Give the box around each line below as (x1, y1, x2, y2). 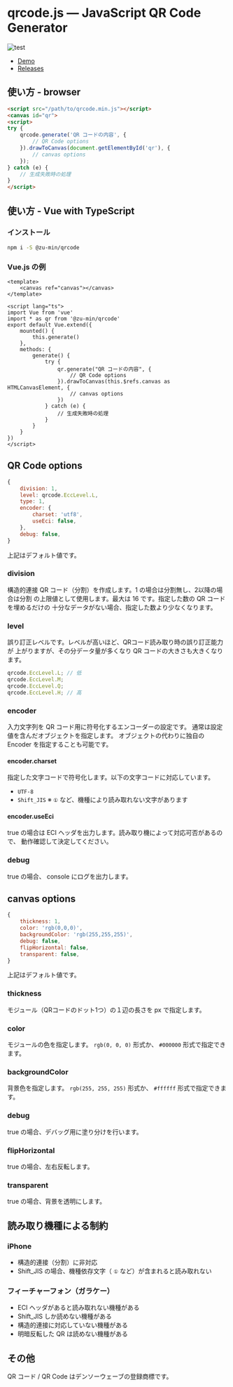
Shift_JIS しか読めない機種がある (17, 1312, 112, 1321)
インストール (7, 228, 50, 237)
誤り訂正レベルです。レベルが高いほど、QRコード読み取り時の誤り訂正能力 (7, 638, 224, 647)
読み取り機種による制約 (7, 1220, 108, 1232)
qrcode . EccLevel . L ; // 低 (7, 669, 82, 677)
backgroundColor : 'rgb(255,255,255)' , (20, 931, 133, 938)
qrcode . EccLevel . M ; (7, 676, 64, 683)
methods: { (20, 346, 52, 353)
